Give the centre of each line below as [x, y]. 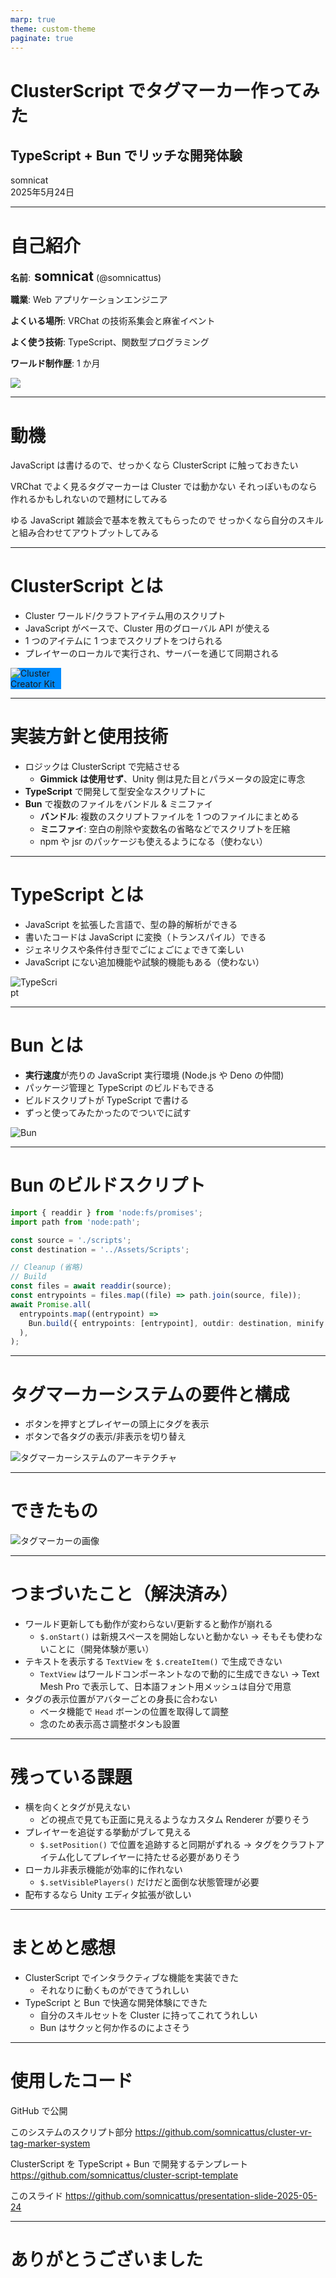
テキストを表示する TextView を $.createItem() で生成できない [153, 1662]
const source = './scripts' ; [71, 1240]
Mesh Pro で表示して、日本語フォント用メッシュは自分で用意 [165, 1687]
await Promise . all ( [51, 1304]
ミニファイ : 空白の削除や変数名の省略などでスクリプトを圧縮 [165, 829]
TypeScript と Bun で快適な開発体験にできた [116, 2002]
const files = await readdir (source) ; [91, 1286]
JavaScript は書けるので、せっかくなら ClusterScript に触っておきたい [154, 465]
